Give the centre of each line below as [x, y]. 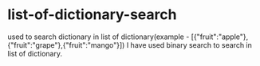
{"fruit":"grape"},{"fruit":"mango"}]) [66, 45]
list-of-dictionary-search [92, 15]
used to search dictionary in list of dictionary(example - [98, 37]
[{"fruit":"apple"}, [220, 37]
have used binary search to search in [191, 45]
